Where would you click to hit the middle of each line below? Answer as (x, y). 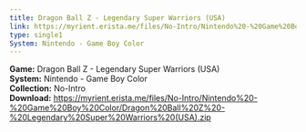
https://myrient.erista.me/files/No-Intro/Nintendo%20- (155, 98)
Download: (31, 98)
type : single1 (36, 35)
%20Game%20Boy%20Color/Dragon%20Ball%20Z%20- (117, 108)
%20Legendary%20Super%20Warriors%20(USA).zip (110, 117)
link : (20, 26)
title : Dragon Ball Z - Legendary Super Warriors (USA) (117, 18)
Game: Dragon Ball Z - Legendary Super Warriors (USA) (115, 69)
